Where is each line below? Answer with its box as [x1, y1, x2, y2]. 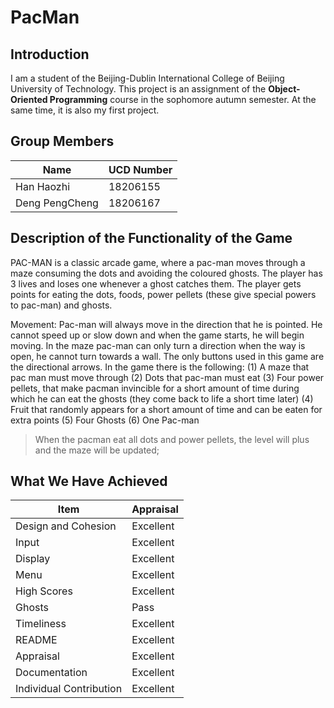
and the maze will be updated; [34, 444, 160, 456]
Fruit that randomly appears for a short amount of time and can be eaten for [10, 403, 323, 415]
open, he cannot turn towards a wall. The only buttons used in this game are [10, 350, 325, 362]
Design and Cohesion [15, 519, 117, 533]
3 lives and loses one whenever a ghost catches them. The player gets [10, 277, 302, 290]
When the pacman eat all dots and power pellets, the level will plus [34, 433, 310, 445]
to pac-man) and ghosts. [10, 299, 113, 311]
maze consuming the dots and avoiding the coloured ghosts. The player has [10, 267, 323, 279]
